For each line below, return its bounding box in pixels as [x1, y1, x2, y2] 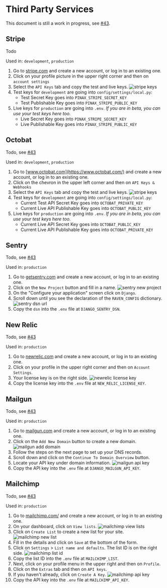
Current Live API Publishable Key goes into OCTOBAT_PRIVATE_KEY [20, 227, 153, 233]
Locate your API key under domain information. [13, 460, 111, 466]
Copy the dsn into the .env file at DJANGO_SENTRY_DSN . [13, 306, 121, 312]
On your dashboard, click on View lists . [13, 523, 97, 529]
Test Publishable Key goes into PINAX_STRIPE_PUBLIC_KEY [20, 100, 137, 106]
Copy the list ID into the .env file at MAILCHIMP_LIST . [13, 555, 119, 561]
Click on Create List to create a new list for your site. [13, 529, 124, 535]
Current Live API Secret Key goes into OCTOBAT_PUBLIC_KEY [20, 221, 141, 227]
